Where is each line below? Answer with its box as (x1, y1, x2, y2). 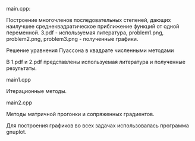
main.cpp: (6, 5, 31, 12)
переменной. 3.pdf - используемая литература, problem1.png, (6, 29, 164, 36)
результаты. (6, 65, 37, 72)
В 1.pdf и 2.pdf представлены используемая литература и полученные (6, 59, 186, 65)
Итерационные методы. (6, 88, 67, 94)
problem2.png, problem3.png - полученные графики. (6, 36, 139, 42)
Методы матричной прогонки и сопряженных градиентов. (6, 111, 155, 117)
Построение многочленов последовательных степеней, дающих (6, 17, 171, 23)
